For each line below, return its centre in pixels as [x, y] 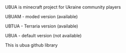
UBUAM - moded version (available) [41, 16]
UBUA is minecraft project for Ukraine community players [63, 7]
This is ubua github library [31, 45]
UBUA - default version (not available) [43, 36]
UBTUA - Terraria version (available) [42, 26]
